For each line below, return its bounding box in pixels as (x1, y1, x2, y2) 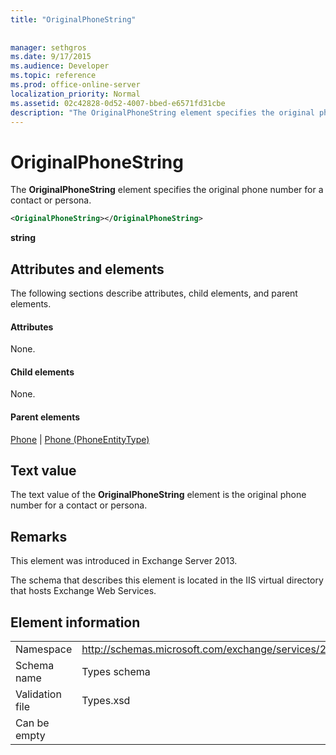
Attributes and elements (10, 261, 165, 278)
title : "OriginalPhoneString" (10, 14, 137, 25)
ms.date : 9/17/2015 (10, 52, 92, 62)
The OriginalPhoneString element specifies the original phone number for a (10, 184, 324, 196)
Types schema (81, 665, 151, 679)
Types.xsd (81, 694, 131, 708)
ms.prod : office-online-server (10, 80, 141, 90)
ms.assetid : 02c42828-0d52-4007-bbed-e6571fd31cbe (10, 98, 226, 108)
